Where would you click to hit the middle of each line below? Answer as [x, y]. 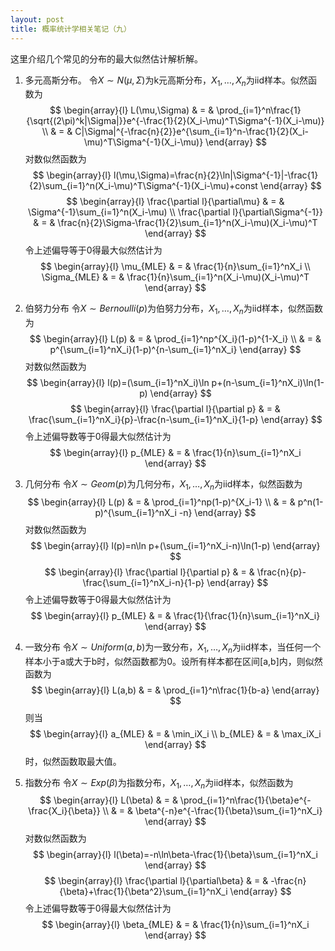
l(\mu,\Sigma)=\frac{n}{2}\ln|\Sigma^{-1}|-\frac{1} [216, 175]
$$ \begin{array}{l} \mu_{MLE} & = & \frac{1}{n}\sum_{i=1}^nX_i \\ [175, 267]
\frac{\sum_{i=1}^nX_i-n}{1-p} [143, 582]
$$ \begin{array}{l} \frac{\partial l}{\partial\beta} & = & [156, 881]
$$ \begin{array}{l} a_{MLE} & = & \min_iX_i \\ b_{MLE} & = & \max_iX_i [175, 733]
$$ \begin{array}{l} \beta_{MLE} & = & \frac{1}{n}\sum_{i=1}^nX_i [175, 925]
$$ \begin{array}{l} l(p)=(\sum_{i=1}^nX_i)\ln [118, 383]
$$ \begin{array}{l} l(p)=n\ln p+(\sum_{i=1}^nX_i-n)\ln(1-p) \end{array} [175, 545]
